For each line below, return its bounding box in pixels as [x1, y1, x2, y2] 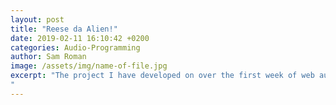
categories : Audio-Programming [10, 42, 141, 53]
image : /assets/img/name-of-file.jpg [10, 61, 168, 71]
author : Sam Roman [10, 52, 87, 62]
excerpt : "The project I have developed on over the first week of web [10, 71, 315, 81]
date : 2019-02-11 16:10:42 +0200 [10, 33, 150, 43]
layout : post [10, 14, 65, 25]
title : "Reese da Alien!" [10, 24, 118, 34]
